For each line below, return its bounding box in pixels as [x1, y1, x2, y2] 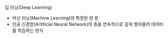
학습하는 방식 [17, 27, 43, 33]
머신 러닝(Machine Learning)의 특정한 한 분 [12, 15, 99, 21]
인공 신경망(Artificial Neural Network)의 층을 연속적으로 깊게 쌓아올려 [12, 21, 150, 27]
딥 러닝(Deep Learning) [5, 4, 52, 10]
